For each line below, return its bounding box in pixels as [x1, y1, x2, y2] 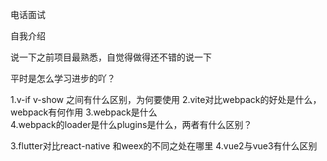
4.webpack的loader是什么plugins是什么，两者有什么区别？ [10, 119, 253, 130]
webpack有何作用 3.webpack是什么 [10, 106, 158, 118]
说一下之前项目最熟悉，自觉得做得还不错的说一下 [10, 51, 212, 63]
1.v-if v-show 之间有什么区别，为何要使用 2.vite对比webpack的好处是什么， [10, 94, 322, 105]
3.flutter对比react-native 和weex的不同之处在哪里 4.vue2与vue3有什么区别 [10, 140, 318, 152]
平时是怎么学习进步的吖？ [10, 73, 116, 84]
